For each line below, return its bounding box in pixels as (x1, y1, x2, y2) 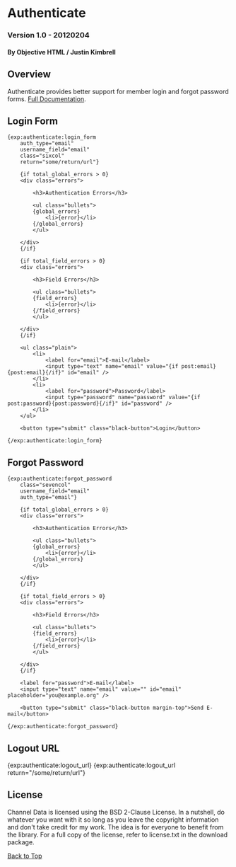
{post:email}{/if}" (7, 369, 65, 377)
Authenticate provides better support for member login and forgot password (7, 87, 230, 96)
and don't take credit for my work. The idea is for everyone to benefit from (7, 822, 224, 831)
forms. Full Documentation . (7, 94, 86, 103)
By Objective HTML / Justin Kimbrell (7, 47, 117, 56)
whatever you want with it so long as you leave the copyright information (7, 815, 219, 824)
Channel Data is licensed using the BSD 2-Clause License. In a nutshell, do (7, 808, 225, 816)
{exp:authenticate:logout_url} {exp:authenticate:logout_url (7, 761, 176, 769)
